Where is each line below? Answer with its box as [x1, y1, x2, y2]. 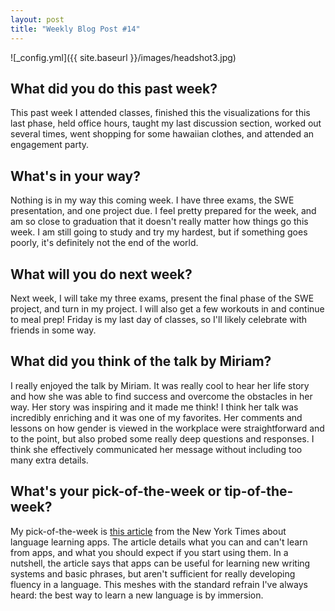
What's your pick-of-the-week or [10, 483, 222, 500]
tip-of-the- [224, 483, 294, 500]
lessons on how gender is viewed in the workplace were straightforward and [10, 422, 325, 434]
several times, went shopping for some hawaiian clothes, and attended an [10, 128, 315, 140]
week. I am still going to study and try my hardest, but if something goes [10, 226, 308, 238]
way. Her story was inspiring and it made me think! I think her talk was [10, 401, 299, 413]
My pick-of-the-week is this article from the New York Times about [10, 525, 287, 537]
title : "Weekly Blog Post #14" [10, 24, 141, 34]
